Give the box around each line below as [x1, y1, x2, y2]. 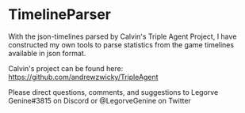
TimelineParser [8, 6, 112, 24]
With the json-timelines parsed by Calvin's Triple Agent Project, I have [8, 32, 237, 41]
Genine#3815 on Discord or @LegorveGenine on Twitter [8, 96, 192, 105]
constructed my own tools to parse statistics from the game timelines [8, 40, 235, 49]
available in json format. [8, 48, 86, 58]
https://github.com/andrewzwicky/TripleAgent [8, 72, 159, 81]
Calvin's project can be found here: [8, 63, 124, 73]
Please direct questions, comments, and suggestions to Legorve [8, 87, 219, 96]
